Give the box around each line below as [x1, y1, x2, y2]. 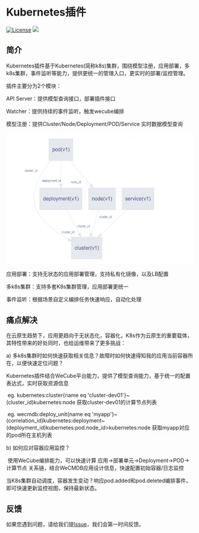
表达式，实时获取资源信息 [6, 380, 69, 387]
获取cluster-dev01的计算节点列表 [76, 399, 157, 406]
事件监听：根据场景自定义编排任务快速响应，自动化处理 [6, 296, 141, 303]
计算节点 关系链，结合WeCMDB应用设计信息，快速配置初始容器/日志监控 [6, 464, 184, 472]
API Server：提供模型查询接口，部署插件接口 [6, 95, 116, 102]
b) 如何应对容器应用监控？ [6, 444, 70, 451]
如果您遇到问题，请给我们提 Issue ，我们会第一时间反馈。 [6, 520, 144, 528]
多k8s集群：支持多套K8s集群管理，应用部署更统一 [6, 283, 129, 290]
